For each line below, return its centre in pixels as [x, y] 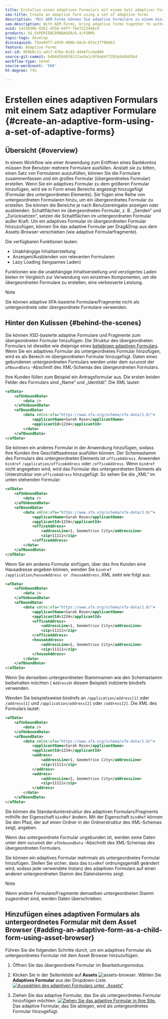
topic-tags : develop [27, 38]
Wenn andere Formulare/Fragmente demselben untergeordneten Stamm [79, 893]
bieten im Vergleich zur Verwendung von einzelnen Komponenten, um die [81, 277]
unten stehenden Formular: [33, 480]
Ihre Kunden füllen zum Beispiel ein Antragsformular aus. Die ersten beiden [82, 377]
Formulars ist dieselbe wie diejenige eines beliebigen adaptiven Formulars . [82, 346]
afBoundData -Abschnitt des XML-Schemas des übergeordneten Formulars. [82, 367]
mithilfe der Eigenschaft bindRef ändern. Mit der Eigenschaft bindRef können [84, 817]
